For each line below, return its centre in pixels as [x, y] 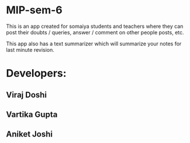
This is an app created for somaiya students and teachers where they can [95, 26]
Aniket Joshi [30, 134]
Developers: [36, 74]
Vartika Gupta [32, 114]
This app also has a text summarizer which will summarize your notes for [94, 44]
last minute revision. [30, 49]
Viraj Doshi [27, 94]
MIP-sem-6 [34, 10]
